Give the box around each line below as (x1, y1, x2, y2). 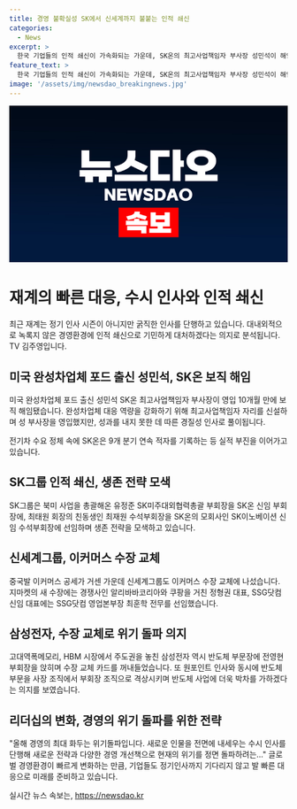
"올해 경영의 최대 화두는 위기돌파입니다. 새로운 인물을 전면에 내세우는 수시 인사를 (9, 738, 286, 749)
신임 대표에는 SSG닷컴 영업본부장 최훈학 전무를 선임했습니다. (9, 597, 219, 608)
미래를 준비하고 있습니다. (32, 771, 118, 782)
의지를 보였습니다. (18, 684, 80, 695)
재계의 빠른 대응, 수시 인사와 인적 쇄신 (9, 288, 264, 308)
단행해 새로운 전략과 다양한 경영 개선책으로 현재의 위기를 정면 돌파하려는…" (9, 749, 267, 760)
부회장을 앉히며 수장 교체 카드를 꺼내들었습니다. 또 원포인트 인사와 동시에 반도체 (9, 662, 283, 673)
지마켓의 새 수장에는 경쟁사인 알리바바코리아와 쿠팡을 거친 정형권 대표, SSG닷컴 (9, 587, 282, 597)
